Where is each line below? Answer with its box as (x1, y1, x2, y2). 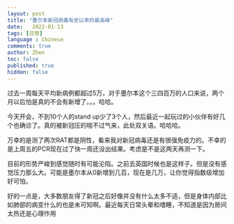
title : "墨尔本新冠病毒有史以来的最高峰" (7, 17, 114, 24)
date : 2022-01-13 (7, 23, 64, 30)
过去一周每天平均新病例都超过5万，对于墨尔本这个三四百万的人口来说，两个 (7, 89, 225, 97)
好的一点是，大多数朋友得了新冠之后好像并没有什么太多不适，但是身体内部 (7, 191, 221, 200)
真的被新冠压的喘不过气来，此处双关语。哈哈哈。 (43, 121, 185, 129)
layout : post (7, 10, 45, 17)
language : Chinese (7, 36, 64, 43)
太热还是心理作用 (7, 209, 56, 217)
